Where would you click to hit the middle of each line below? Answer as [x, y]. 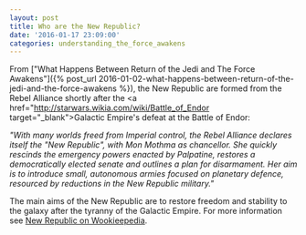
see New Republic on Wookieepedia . [79, 220]
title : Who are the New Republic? [75, 26]
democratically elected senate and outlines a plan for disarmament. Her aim [153, 164]
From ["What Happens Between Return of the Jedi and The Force [132, 69]
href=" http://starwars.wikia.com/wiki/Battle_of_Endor [110, 108]
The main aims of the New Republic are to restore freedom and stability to [148, 201]
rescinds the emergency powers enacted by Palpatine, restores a [132, 155]
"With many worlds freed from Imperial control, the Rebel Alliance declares [151, 135]
